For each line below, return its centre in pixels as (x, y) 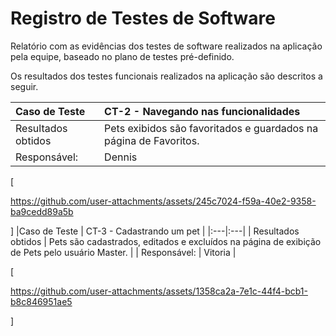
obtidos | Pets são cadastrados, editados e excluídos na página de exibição (166, 241)
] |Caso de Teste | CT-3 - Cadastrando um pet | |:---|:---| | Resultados (155, 231)
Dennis (121, 157)
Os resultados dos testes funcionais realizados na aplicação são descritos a (166, 76)
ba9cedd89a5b (42, 211)
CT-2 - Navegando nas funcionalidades (202, 111)
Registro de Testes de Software (143, 18)
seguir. (24, 86)
